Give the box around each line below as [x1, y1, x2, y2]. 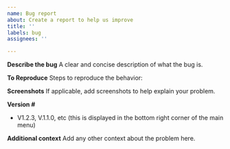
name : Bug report [7, 10, 57, 17]
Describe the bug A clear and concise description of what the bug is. [7, 60, 203, 69]
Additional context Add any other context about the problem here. [7, 135, 196, 143]
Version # [7, 100, 36, 108]
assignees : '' [7, 36, 48, 43]
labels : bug [7, 29, 41, 36]
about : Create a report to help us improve [7, 16, 134, 23]
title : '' [7, 23, 36, 30]
